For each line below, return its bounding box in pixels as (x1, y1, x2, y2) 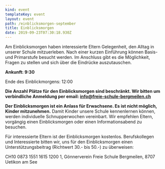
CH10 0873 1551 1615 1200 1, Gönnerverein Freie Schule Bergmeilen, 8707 (5, 154, 156, 160)
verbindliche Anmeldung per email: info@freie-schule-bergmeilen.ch (5, 93, 151, 99)
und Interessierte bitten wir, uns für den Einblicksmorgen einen (5, 139, 133, 145)
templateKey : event (5, 12, 45, 17)
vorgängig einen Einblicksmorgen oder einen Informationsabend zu (5, 119, 142, 125)
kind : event (5, 7, 30, 12)
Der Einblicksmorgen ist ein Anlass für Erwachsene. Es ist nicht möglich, (5, 103, 157, 109)
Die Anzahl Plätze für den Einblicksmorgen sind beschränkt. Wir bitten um (5, 88, 161, 94)
